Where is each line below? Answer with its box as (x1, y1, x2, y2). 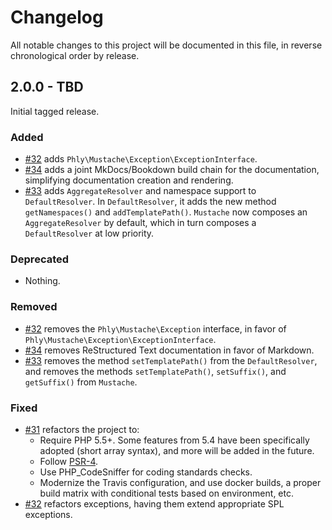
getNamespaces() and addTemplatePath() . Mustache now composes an (24, 206, 308, 218)
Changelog (10, 6, 104, 29)
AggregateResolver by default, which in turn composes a (24, 217, 257, 229)
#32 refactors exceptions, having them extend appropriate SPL (24, 497, 285, 510)
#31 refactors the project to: (24, 423, 140, 435)
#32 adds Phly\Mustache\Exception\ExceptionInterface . (24, 153, 258, 165)
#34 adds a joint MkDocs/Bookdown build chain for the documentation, (24, 164, 320, 176)
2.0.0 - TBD (10, 79, 84, 96)
